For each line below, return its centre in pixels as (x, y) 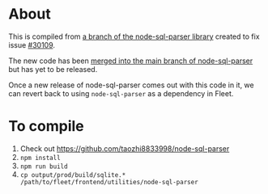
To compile (47, 127)
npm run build (44, 167)
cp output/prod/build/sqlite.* (73, 175)
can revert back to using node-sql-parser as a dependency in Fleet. (121, 93)
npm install (40, 158)
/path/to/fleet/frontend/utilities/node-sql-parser (109, 182)
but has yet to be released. (53, 69)
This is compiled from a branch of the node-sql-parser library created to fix (134, 36)
